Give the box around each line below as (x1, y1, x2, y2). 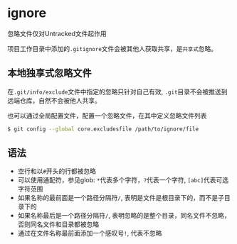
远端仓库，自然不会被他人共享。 (7, 96, 101, 104)
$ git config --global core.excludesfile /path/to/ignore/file (7, 126, 199, 133)
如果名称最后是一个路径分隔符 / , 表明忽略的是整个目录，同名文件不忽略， (17, 211, 231, 220)
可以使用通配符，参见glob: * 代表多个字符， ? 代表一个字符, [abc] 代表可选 (17, 176, 229, 184)
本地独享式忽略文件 (7, 67, 92, 79)
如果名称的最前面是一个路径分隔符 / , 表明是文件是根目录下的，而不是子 (17, 194, 224, 202)
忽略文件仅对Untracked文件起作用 (7, 29, 107, 38)
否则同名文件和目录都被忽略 (17, 220, 100, 228)
